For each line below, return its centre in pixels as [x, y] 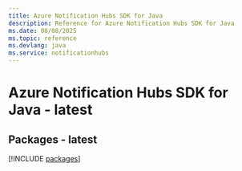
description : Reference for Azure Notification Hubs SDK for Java [121, 23]
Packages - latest [53, 139]
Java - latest [50, 110]
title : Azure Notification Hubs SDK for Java [85, 16]
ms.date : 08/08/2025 [43, 31]
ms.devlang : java [37, 46]
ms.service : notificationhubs [59, 53]
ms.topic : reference [43, 38]
